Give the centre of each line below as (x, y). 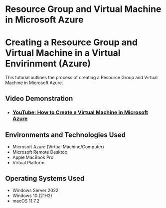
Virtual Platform (28, 163)
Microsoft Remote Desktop (40, 152)
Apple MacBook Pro (33, 157)
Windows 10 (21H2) (32, 196)
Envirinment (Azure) (48, 64)
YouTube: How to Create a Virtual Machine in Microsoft (80, 112)
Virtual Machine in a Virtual (63, 53)
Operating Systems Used (45, 178)
